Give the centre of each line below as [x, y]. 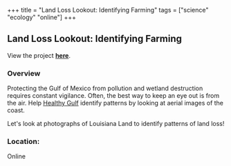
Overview [24, 73]
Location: [24, 142]
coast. [16, 110]
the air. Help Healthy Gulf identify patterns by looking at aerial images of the [115, 103]
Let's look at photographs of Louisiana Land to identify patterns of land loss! [116, 124]
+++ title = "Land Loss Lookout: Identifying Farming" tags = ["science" [108, 10]
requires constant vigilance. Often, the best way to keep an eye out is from [113, 96]
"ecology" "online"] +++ [41, 17]
